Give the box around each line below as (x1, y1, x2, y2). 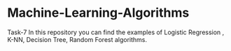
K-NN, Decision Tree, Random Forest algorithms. (7, 35, 148, 43)
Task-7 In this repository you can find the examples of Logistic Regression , (7, 28, 225, 36)
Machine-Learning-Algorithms (7, 5, 190, 21)
